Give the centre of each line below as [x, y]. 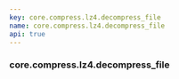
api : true [28, 34]
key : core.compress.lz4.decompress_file [85, 17]
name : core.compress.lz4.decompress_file [87, 26]
